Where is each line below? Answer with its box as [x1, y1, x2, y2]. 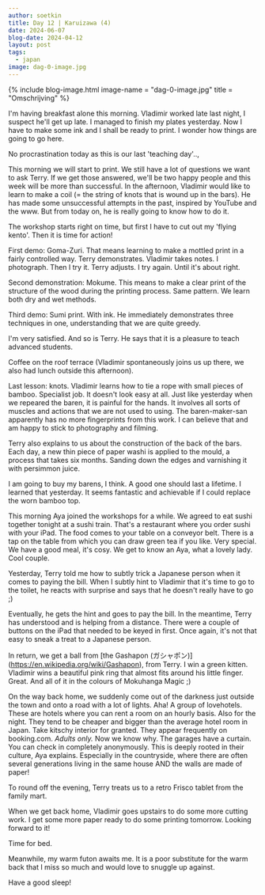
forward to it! [8, 823, 51, 832]
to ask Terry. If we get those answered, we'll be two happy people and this [8, 173, 252, 182]
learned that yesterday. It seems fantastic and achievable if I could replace [8, 487, 251, 497]
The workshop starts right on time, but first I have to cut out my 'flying [8, 222, 237, 231]
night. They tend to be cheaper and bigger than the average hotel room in [8, 717, 248, 726]
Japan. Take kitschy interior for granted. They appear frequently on [8, 725, 228, 734]
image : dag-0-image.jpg [8, 63, 87, 71]
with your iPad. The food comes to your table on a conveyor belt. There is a [8, 528, 254, 537]
